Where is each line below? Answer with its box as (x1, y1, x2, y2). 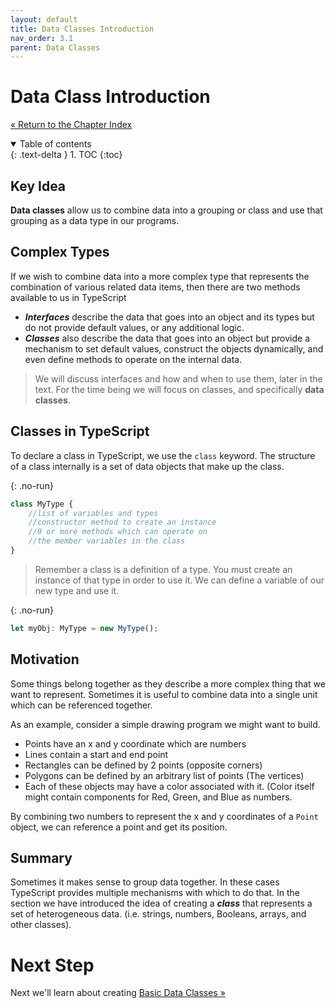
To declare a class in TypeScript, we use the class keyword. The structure (10, 449, 316, 461)
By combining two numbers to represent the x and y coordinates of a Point (10, 810, 319, 822)
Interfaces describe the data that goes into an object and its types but (24, 311, 315, 323)
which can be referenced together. (10, 699, 153, 711)
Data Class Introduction (10, 86, 211, 108)
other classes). (10, 919, 72, 931)
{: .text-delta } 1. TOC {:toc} (10, 149, 123, 161)
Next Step (10, 954, 95, 976)
